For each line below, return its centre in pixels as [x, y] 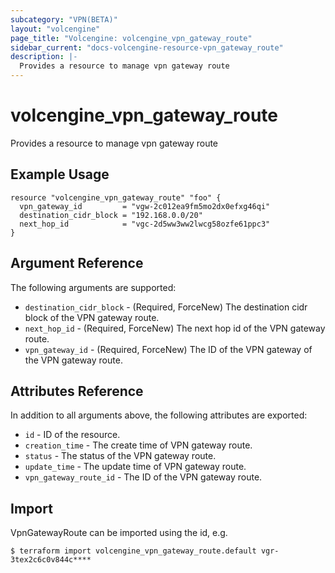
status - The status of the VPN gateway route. [120, 456]
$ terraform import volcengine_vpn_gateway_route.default [133, 551]
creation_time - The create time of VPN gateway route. [138, 445]
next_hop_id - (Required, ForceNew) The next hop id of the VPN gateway [175, 328]
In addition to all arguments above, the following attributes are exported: [159, 415]
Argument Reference [77, 263]
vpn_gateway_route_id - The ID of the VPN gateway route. [143, 477]
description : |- [44, 57]
